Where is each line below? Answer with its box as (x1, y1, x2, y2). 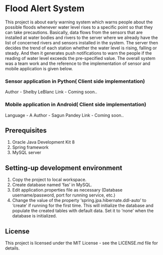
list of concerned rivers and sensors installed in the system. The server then (5, 39, 159, 45)
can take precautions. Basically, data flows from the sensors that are (5, 29, 143, 35)
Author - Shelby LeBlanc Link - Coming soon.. (5, 89, 98, 95)
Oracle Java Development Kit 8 (12, 139, 75, 145)
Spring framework (12, 144, 49, 150)
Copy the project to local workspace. (12, 177, 87, 183)
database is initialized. (12, 213, 57, 219)
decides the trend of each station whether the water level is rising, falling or (5, 45, 157, 51)
